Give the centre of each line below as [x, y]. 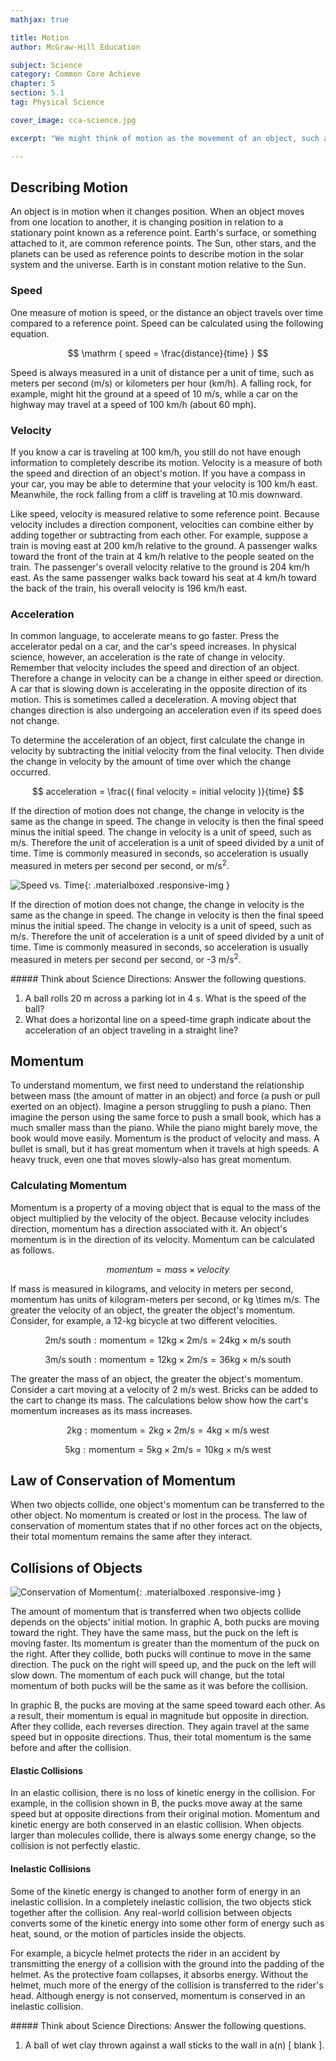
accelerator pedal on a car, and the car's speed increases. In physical [153, 647]
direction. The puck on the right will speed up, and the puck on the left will [163, 1665]
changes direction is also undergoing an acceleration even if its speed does [166, 710]
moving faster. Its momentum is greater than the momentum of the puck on [165, 1643]
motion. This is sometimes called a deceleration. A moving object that [153, 700]
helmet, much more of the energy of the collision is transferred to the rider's [167, 1985]
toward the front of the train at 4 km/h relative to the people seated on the [162, 556]
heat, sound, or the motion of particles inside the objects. [128, 1933]
